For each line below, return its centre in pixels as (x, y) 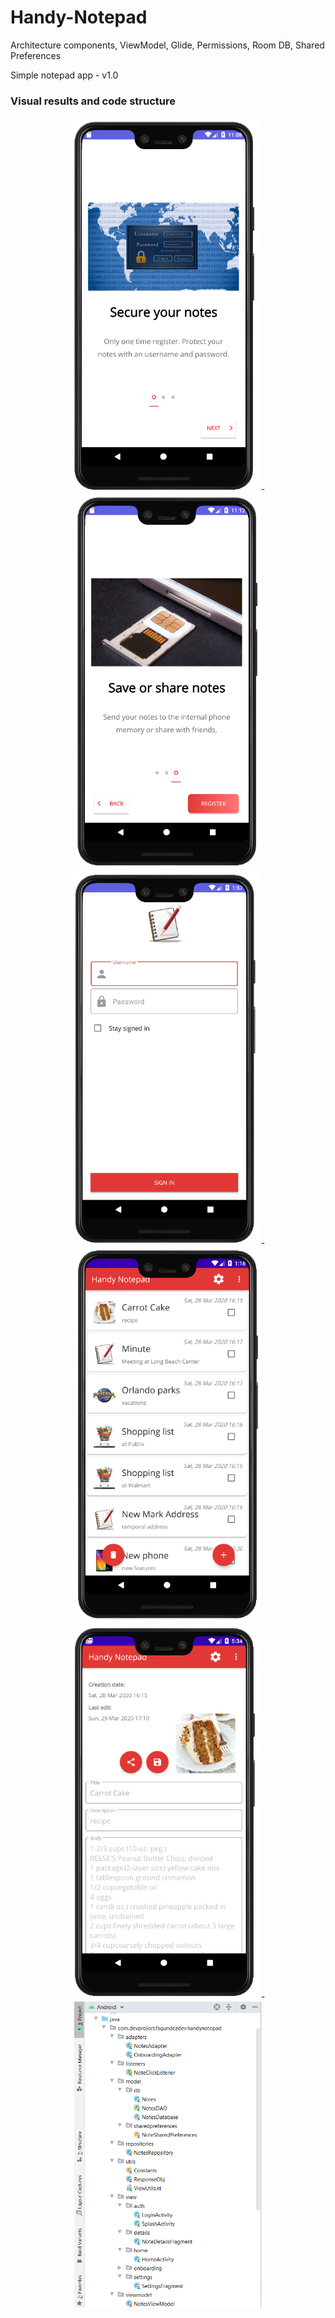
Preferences (36, 55)
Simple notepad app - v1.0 (64, 75)
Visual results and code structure (93, 101)
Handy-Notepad (79, 17)
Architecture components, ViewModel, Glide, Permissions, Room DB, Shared (167, 45)
